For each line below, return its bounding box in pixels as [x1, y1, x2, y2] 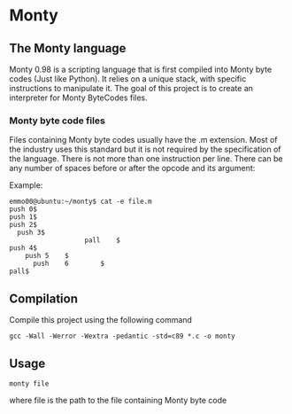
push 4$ [9, 244, 38, 253]
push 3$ [17, 228, 46, 238]
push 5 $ [25, 252, 69, 261]
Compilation [9, 291, 78, 306]
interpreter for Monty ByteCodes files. [9, 92, 148, 103]
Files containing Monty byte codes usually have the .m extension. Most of [9, 135, 278, 145]
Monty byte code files [9, 114, 106, 127]
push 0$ [9, 205, 38, 214]
